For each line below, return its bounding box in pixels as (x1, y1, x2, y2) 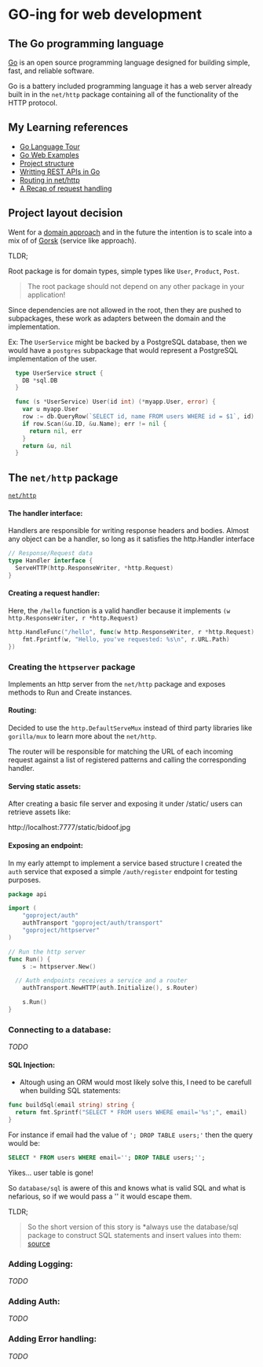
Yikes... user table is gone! (8, 1168, 94, 1177)
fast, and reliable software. (8, 66, 95, 76)
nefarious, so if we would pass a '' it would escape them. (8, 1191, 192, 1201)
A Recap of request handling (19, 183, 112, 193)
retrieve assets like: (8, 807, 71, 817)
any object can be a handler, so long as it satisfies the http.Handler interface (8, 534, 255, 544)
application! (27, 290, 66, 299)
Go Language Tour (19, 142, 80, 151)
